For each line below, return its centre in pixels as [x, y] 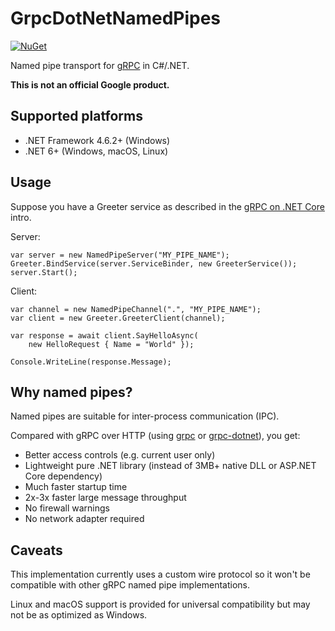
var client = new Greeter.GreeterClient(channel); [118, 318]
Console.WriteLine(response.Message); [91, 362]
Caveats [36, 550]
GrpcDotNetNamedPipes [116, 18]
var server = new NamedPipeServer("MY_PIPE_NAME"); [120, 255]
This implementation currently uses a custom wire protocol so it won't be [160, 574]
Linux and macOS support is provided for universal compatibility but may [160, 604]
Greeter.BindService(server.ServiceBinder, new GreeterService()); [154, 263]
